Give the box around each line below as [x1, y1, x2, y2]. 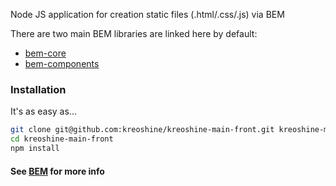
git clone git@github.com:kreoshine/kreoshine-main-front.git [10, 125, 275, 135]
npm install [10, 144, 60, 154]
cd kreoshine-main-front [10, 134, 114, 144]
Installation [10, 82, 67, 96]
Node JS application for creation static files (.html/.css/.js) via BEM [10, 9, 285, 20]
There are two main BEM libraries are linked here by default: [10, 28, 258, 39]
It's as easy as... [10, 105, 77, 118]
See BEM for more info [10, 165, 105, 177]
